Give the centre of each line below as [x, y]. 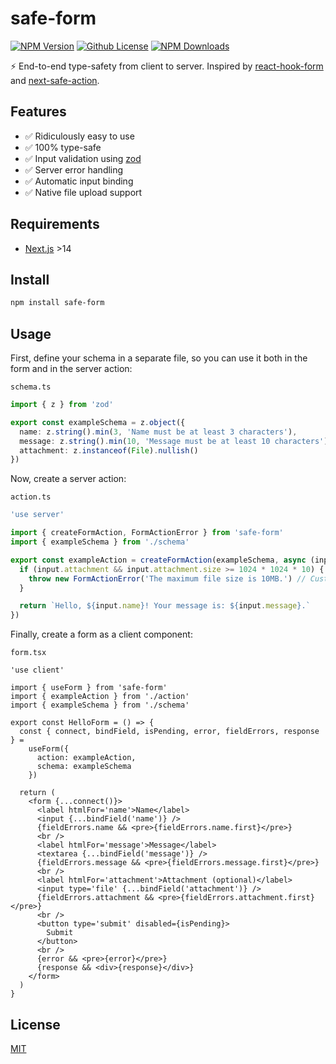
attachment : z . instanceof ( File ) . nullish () [109, 450]
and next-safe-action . [55, 80]
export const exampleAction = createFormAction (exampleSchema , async [158, 560]
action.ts [31, 497]
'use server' [37, 515]
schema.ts [31, 387]
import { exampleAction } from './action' [100, 697]
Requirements [55, 224]
